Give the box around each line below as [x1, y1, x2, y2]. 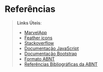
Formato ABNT [24, 56, 55, 62]
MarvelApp [24, 29, 47, 35]
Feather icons [24, 35, 53, 41]
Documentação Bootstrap [24, 51, 77, 57]
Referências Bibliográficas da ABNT [24, 61, 98, 67]
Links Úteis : [16, 20, 42, 26]
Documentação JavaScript [24, 45, 79, 51]
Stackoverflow [24, 40, 54, 46]
